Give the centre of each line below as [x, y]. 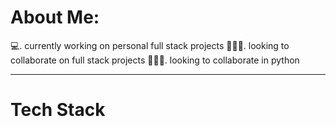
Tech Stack [58, 110]
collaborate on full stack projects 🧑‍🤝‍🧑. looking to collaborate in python [155, 60]
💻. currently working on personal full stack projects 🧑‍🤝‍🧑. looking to [150, 45]
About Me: [55, 17]
